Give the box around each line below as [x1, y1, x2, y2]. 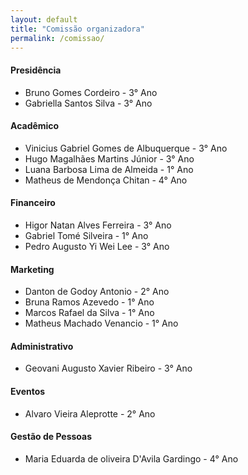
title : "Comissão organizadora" [10, 24, 145, 34]
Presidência [10, 64, 62, 76]
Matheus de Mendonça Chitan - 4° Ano [24, 174, 188, 186]
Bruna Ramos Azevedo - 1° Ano [24, 296, 155, 308]
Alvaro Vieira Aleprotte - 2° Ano [24, 407, 156, 420]
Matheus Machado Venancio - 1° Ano [24, 317, 179, 330]
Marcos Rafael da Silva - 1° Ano [24, 307, 155, 319]
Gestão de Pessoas [10, 431, 93, 443]
